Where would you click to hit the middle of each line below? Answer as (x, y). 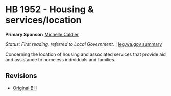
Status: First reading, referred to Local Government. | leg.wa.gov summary (84, 44)
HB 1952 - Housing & (50, 9)
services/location (43, 20)
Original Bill (25, 88)
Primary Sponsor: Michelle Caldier (42, 34)
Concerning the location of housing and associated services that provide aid (86, 54)
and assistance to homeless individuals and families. (60, 59)
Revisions (21, 76)
